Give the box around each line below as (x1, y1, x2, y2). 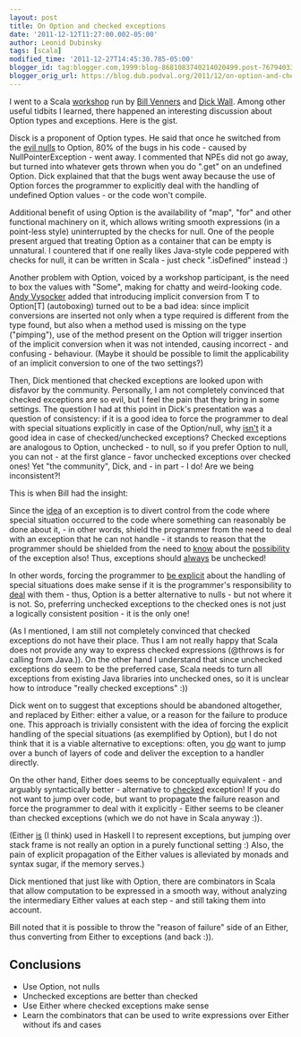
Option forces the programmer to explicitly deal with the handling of (9, 180, 260, 191)
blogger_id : (9, 64, 54, 73)
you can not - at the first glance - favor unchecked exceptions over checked (9, 451, 291, 462)
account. (9, 904, 42, 915)
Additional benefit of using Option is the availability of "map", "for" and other (9, 207, 292, 218)
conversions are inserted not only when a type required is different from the (9, 310, 289, 321)
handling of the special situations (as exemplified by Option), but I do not (9, 728, 278, 739)
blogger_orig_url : (9, 72, 78, 81)
